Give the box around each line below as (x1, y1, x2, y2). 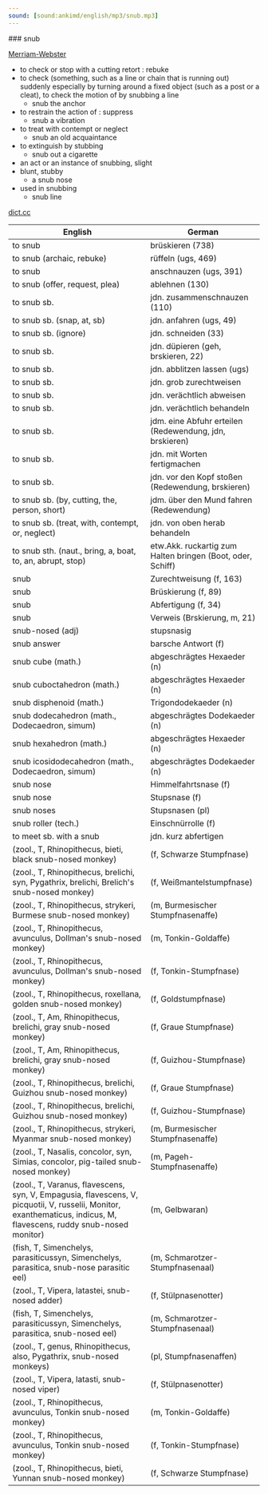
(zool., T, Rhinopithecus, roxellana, (12, 988, 141, 999)
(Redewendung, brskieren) (150, 481, 251, 492)
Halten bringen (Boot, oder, (150, 550, 253, 561)
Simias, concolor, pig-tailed (12, 1155, 117, 1167)
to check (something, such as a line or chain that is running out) (19, 73, 230, 82)
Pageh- (164, 1151, 194, 1162)
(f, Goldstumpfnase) (150, 993, 227, 1005)
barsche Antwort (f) (150, 638, 225, 649)
